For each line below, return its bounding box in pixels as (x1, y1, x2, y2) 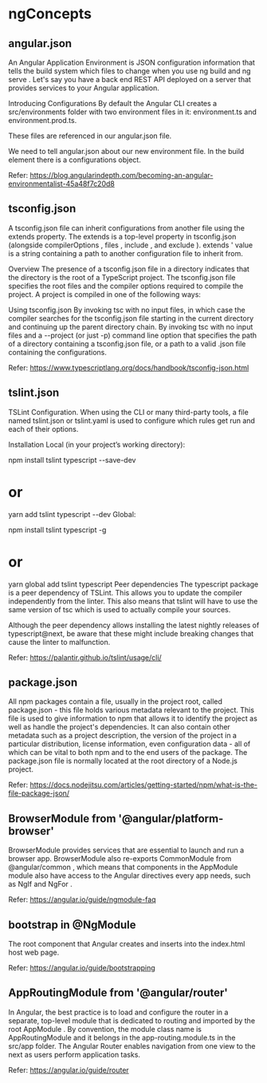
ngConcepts (8, 5, 92, 23)
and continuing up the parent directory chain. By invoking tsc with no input (8, 322, 253, 331)
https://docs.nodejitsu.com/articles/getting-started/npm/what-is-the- (29, 780, 257, 790)
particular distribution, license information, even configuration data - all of (8, 739, 251, 749)
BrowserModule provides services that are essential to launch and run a (8, 845, 245, 855)
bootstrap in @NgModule (8, 918, 136, 931)
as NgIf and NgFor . (8, 879, 73, 889)
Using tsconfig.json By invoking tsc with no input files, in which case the (8, 305, 245, 314)
